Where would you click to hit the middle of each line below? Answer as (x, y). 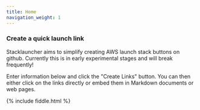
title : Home (21, 12)
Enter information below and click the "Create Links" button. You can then (98, 76)
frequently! (20, 65)
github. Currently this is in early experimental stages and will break (89, 58)
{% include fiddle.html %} (38, 101)
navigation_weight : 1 (34, 18)
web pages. (21, 89)
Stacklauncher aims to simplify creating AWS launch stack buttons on (93, 51)
